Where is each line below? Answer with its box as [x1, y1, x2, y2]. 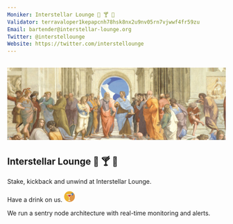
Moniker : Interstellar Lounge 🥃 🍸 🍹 [7, 11, 115, 18]
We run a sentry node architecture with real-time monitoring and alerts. [7, 209, 211, 218]
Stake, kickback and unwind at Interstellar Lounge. [7, 178, 152, 186]
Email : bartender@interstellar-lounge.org [7, 26, 132, 33]
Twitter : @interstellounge [7, 33, 85, 40]
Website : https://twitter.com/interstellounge [7, 40, 144, 48]
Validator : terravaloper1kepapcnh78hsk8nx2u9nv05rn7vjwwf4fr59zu [7, 18, 200, 26]
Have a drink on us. [7, 196, 63, 204]
